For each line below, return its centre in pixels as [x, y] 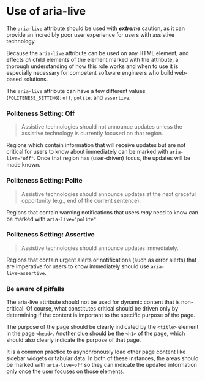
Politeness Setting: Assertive [50, 235]
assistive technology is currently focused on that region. [92, 134]
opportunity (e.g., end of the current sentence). [81, 200]
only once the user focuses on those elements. [65, 371]
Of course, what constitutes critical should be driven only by [102, 309]
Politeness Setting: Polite [44, 181]
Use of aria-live [46, 11]
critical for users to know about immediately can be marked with [87, 152]
